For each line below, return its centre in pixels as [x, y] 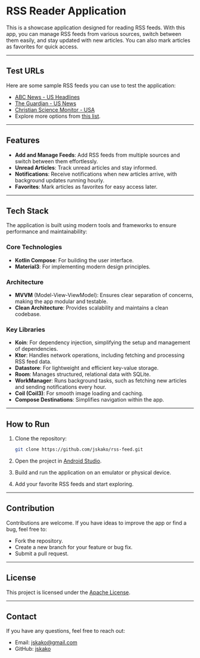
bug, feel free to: [27, 529]
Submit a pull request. [42, 553]
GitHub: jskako [33, 649]
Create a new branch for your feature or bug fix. [74, 547]
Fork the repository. [39, 541]
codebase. [28, 314]
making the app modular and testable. [61, 301]
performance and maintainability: [47, 232]
